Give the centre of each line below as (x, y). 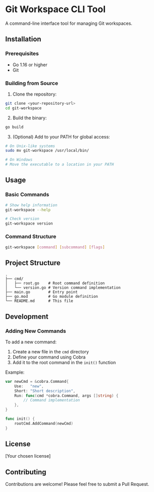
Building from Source (32, 83)
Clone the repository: (35, 94)
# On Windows (19, 160)
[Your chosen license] (28, 456)
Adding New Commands (36, 331)
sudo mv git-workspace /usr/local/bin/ (47, 151)
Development (27, 316)
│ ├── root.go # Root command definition (55, 283)
